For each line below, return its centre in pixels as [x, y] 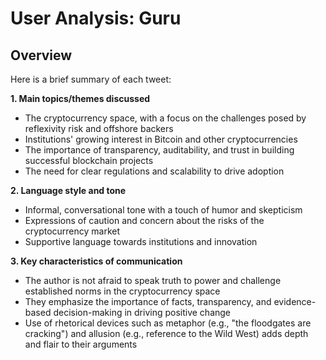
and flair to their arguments [81, 344]
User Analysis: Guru [96, 18]
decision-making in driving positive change [142, 312]
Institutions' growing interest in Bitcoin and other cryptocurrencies [161, 139]
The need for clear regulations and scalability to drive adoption [154, 171]
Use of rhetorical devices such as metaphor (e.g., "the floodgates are [168, 323]
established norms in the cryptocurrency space [122, 291]
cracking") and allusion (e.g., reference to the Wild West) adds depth [166, 333]
